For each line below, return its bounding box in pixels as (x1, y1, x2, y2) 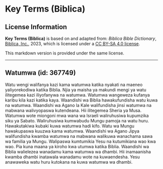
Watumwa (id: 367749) (5, 69, 76, 77)
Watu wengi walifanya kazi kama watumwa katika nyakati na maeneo (5, 82, 143, 87)
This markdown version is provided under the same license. (5, 50, 125, 56)
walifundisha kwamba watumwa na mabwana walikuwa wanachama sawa (5, 133, 153, 139)
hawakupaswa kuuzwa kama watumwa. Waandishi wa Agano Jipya (5, 128, 140, 134)
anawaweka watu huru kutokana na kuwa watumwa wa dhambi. (5, 159, 132, 165)
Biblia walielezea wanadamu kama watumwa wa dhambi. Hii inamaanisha (5, 149, 151, 154)
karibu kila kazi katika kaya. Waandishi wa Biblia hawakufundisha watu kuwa (5, 97, 158, 103)
